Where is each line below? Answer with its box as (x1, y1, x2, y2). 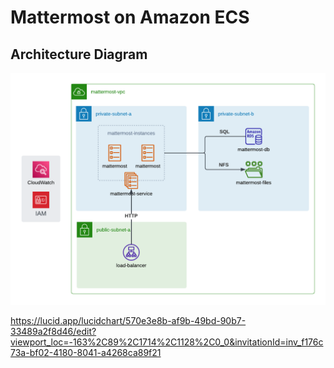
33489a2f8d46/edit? (10, 326, 97, 338)
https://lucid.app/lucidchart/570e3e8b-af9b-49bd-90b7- (10, 315, 247, 327)
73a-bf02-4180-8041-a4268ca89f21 (10, 347, 162, 359)
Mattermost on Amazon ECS (10, 6, 250, 29)
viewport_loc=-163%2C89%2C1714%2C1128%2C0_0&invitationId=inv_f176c (10, 336, 324, 348)
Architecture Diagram (10, 46, 148, 63)
